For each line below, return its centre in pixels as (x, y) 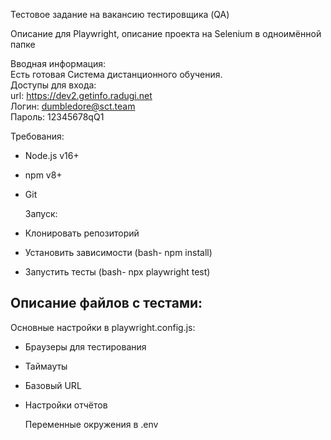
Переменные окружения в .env (91, 424)
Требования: (37, 136)
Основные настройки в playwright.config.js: (103, 327)
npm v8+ (43, 175)
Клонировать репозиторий (82, 233)
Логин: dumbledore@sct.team (73, 106)
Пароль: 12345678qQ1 (57, 117)
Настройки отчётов (66, 405)
